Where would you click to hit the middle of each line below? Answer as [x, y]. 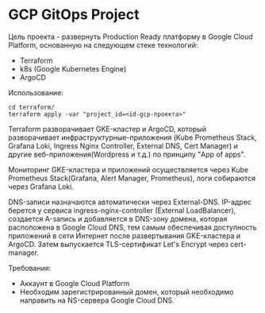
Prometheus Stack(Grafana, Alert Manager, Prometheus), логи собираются [132, 178]
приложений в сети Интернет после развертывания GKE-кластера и [125, 235]
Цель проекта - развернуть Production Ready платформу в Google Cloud [131, 37]
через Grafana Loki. [41, 186]
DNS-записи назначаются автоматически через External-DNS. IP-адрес [130, 202]
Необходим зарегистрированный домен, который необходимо [127, 292]
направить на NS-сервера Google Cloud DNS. [97, 300]
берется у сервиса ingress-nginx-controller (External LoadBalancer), [122, 210]
